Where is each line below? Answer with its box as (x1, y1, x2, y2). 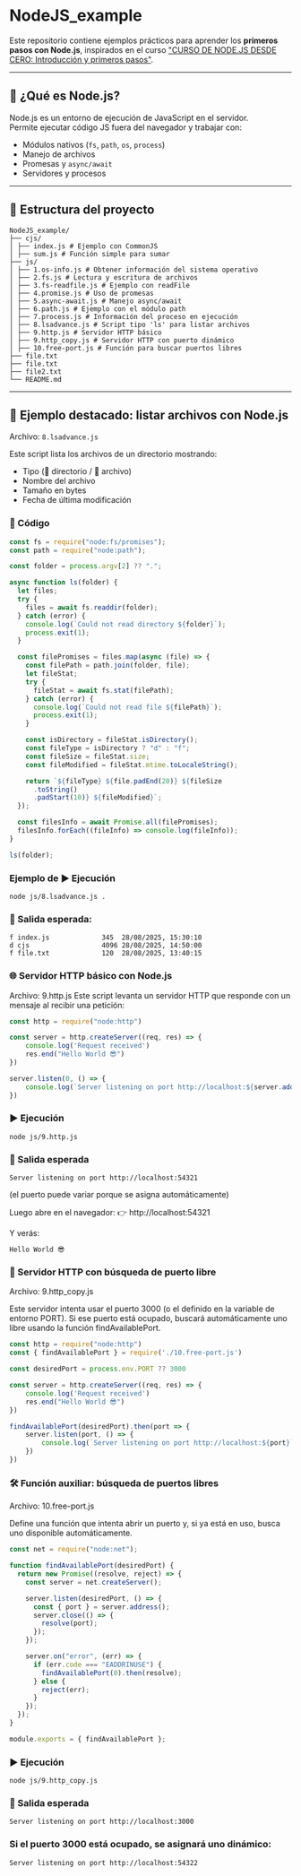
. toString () (32, 785, 78, 794)
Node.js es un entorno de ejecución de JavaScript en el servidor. (9, 112, 249, 123)
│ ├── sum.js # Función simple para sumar (9, 249, 170, 258)
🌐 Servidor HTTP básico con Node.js (9, 970, 173, 982)
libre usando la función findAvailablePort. (9, 1323, 161, 1334)
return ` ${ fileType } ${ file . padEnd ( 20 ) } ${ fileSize (25, 776, 222, 785)
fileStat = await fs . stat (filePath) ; (32, 686, 175, 695)
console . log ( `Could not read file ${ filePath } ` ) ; (32, 703, 222, 712)
